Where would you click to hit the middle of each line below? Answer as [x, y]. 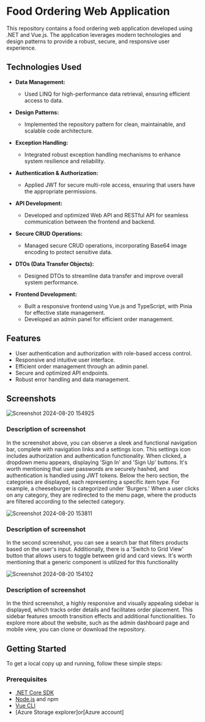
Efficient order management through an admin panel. [82, 366]
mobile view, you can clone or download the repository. [76, 629]
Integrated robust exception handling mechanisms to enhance [102, 154]
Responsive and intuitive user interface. [65, 360]
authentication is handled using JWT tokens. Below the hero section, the [98, 475]
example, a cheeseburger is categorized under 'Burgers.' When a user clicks [103, 488]
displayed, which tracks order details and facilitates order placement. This [99, 610]
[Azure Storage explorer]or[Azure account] [69, 712]
